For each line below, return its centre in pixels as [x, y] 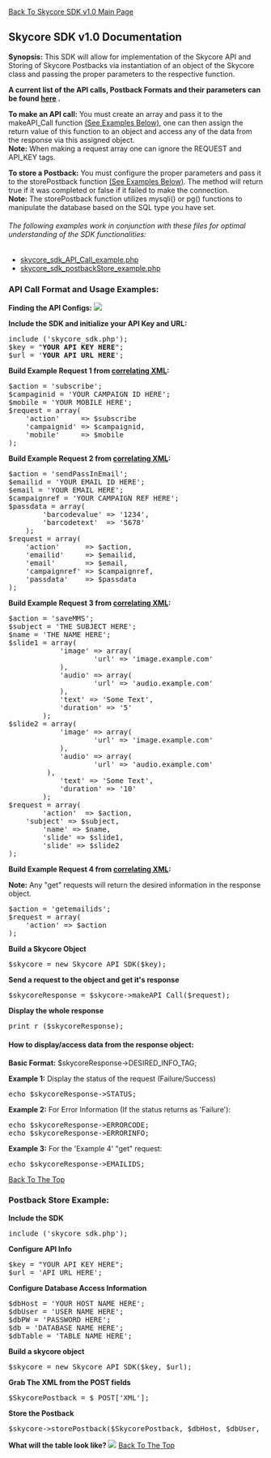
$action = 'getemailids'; [60, 909]
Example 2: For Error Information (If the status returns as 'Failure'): [120, 1109]
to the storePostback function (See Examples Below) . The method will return [136, 181]
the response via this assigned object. [72, 140]
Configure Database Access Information [78, 1288]
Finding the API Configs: [51, 308]
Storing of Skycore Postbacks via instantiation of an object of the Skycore [131, 65]
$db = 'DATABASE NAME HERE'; [66, 1327]
